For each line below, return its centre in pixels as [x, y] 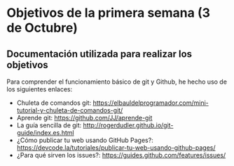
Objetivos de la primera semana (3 [109, 13]
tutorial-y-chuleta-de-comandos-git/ [70, 110]
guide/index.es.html [45, 133]
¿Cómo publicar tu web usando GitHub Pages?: [85, 140]
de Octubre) [42, 28]
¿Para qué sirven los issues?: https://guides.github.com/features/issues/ [121, 155]
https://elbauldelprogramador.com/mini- [151, 103]
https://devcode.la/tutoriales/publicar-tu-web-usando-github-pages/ [116, 148]
